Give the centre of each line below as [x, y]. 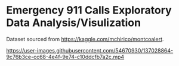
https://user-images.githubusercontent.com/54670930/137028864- [90, 50]
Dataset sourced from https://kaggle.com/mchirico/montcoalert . [85, 39]
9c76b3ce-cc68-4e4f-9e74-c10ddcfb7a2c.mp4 [65, 57]
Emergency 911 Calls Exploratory [89, 10]
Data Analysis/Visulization [74, 23]
